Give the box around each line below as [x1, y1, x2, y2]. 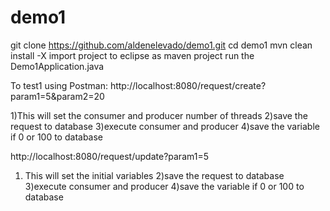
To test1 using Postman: [10, 79, 108, 91]
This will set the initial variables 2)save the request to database [24, 169, 285, 181]
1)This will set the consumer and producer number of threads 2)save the [10, 109, 308, 121]
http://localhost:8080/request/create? [109, 79, 267, 91]
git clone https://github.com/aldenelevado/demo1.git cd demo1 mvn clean [10, 39, 313, 51]
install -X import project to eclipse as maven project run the [10, 49, 255, 61]
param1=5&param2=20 [10, 90, 105, 102]
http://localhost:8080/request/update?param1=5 [10, 150, 209, 162]
